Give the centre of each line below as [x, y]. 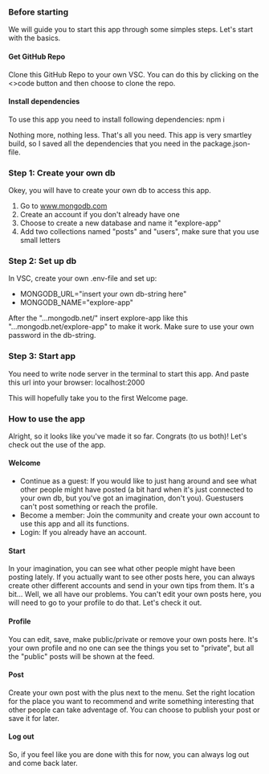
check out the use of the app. [57, 444]
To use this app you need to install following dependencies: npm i [116, 119]
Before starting [39, 12]
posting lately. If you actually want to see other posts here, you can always [132, 577]
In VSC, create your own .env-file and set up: [83, 278]
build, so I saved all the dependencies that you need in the [105, 143]
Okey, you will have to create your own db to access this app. [110, 190]
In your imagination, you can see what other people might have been [122, 569]
